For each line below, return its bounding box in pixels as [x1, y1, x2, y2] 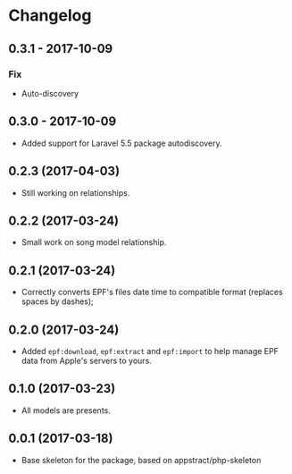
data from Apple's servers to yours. [21, 355, 153, 366]
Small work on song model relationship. [21, 237, 167, 248]
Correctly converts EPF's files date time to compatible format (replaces [21, 287, 283, 298]
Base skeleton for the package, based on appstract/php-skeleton [21, 454, 262, 465]
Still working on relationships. [21, 187, 130, 198]
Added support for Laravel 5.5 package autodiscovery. [21, 138, 222, 148]
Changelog [8, 5, 92, 26]
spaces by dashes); [21, 296, 95, 307]
